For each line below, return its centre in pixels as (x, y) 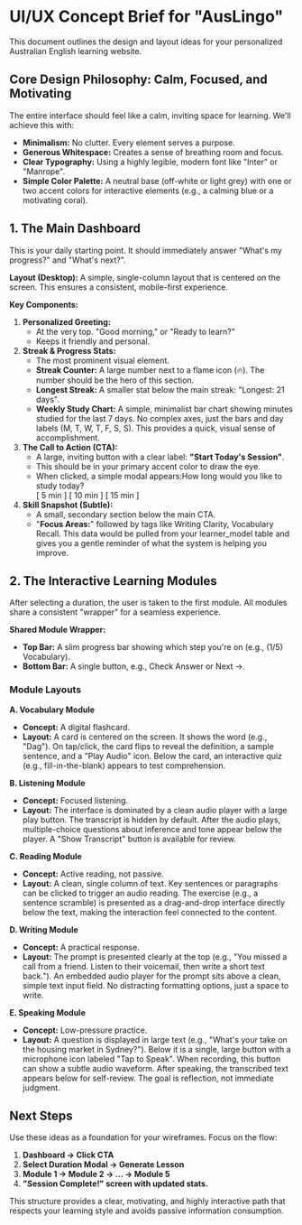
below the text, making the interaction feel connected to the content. (150, 912)
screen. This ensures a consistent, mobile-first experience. (119, 287)
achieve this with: (42, 125)
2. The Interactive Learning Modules (114, 581)
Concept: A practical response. (81, 947)
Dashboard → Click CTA (68, 1155)
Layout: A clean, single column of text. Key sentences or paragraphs (150, 883)
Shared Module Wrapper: (58, 630)
